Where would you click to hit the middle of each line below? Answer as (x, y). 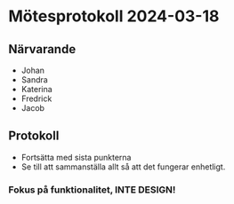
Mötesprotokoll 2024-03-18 (114, 16)
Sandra (34, 80)
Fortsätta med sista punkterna (76, 157)
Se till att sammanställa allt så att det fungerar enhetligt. (123, 167)
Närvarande (42, 49)
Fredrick (36, 98)
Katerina (36, 89)
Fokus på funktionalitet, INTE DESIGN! (92, 190)
